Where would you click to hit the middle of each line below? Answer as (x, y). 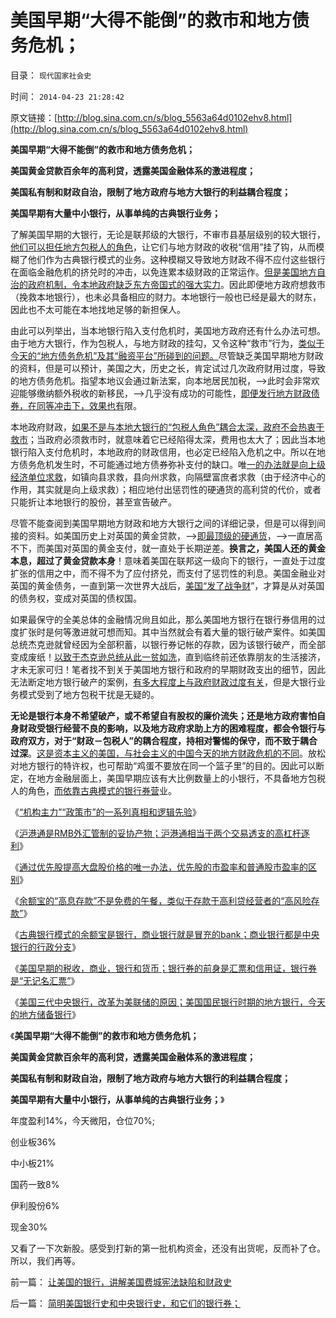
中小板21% (32, 1163)
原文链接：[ (34, 117)
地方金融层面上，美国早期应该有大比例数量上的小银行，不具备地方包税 (181, 778)
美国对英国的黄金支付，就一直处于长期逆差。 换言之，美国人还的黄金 (185, 548)
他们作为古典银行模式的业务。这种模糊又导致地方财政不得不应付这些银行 (176, 259)
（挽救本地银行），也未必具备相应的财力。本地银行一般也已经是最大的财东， (166, 297)
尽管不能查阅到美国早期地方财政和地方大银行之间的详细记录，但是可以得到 (163, 523)
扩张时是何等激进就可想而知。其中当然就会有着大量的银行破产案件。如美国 (172, 632)
